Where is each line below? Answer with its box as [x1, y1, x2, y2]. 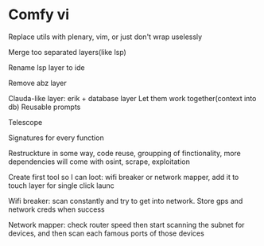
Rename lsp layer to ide [8, 62, 85, 72]
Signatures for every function [8, 133, 105, 143]
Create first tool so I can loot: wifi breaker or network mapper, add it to [8, 172, 239, 182]
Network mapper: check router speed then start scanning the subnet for [8, 220, 245, 229]
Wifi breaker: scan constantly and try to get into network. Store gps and [8, 196, 243, 205]
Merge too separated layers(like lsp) [8, 47, 127, 57]
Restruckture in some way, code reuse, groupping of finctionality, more [8, 148, 241, 158]
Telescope [8, 117, 43, 127]
